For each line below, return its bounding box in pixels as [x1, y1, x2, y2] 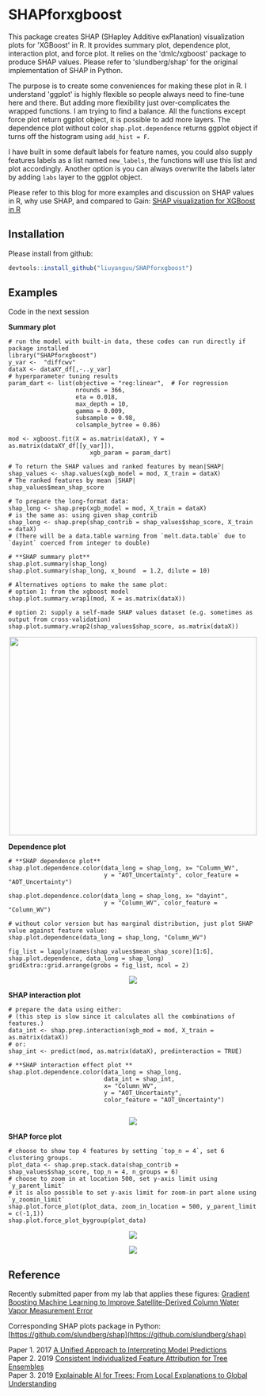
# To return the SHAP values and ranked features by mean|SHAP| [8, 463, 225, 471]
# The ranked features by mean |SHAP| [8, 476, 136, 485]
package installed [8, 345, 69, 353]
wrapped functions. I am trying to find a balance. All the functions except [8, 106, 246, 116]
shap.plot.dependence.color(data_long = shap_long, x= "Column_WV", [8, 864, 239, 873]
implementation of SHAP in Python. [8, 65, 123, 75]
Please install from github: [8, 249, 93, 258]
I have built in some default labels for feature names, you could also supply [8, 147, 253, 156]
